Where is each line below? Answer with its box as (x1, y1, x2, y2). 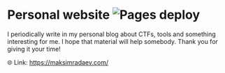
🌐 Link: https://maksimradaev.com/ (7, 58, 109, 66)
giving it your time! (7, 44, 61, 53)
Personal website (7, 7, 110, 23)
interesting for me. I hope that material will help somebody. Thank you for (7, 37, 219, 45)
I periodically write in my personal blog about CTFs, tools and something (7, 30, 217, 38)
